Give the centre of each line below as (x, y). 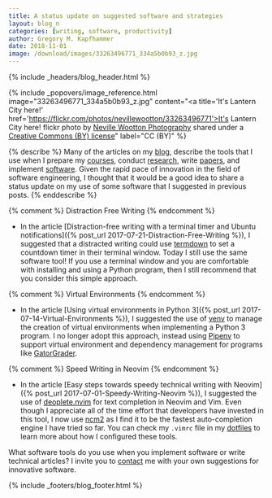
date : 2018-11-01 (38, 46)
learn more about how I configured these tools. (99, 437)
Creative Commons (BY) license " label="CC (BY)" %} (97, 136)
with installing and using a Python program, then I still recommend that (138, 270)
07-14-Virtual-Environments (67, 319)
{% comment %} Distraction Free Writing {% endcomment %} (112, 211)
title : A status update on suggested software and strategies (116, 16)
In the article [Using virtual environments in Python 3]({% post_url (130, 310)
